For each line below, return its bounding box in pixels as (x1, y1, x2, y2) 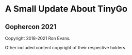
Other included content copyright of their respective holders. (5, 45, 127, 50)
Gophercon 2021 (5, 23, 57, 31)
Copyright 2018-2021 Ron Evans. (5, 35, 71, 41)
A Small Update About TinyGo (5, 3, 128, 14)
